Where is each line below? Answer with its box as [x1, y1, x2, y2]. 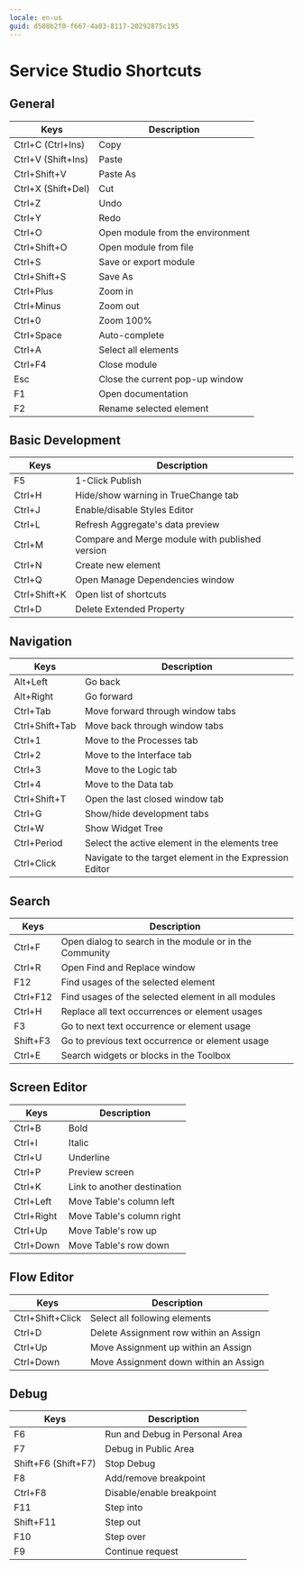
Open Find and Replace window [60, 961, 196, 974]
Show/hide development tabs [84, 808, 209, 821]
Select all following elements [89, 1311, 212, 1324]
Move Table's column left [68, 1195, 175, 1207]
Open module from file [98, 241, 194, 253]
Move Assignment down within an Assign [89, 1355, 264, 1368]
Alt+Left [14, 675, 48, 688]
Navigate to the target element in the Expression [84, 851, 289, 864]
